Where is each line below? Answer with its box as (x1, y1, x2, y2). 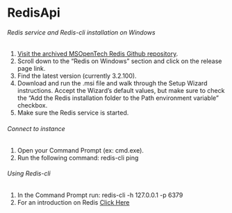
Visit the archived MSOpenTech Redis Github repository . (17, 50, 179, 58)
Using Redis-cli (7, 169, 51, 178)
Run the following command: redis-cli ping (17, 153, 139, 162)
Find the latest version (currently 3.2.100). (17, 71, 137, 80)
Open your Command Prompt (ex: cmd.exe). (17, 146, 144, 154)
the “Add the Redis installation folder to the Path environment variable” (17, 94, 219, 102)
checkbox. (17, 101, 48, 110)
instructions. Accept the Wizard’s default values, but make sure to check (17, 87, 225, 95)
